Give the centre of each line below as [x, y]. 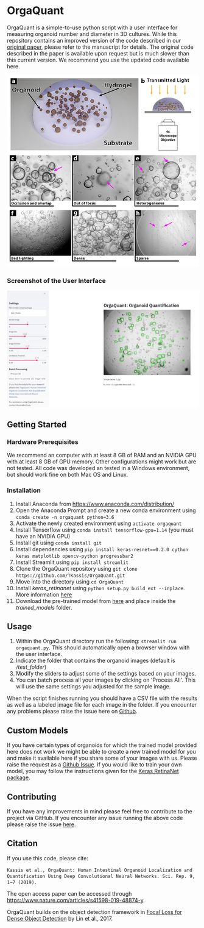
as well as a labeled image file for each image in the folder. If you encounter [102, 705]
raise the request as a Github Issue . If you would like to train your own [94, 765]
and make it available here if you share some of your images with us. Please [102, 758]
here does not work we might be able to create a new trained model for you [102, 752]
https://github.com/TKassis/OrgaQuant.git [70, 576]
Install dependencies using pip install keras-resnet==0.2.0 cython [102, 549]
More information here [44, 594]
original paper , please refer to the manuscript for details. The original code [100, 47]
